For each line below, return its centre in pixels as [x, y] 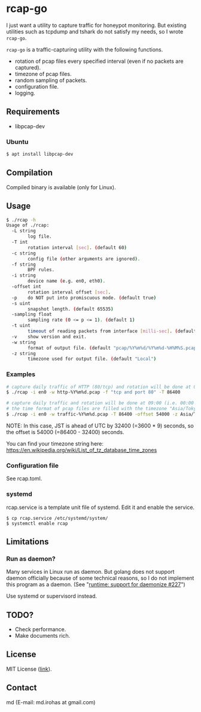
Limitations [28, 542]
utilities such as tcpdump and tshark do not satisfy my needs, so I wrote [95, 31]
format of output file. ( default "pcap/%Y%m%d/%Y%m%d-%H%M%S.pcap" [113, 348]
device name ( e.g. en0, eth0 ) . [67, 281]
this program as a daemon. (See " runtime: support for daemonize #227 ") [96, 584]
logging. [25, 93]
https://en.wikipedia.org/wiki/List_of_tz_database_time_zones [82, 450]
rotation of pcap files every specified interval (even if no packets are [99, 61]
